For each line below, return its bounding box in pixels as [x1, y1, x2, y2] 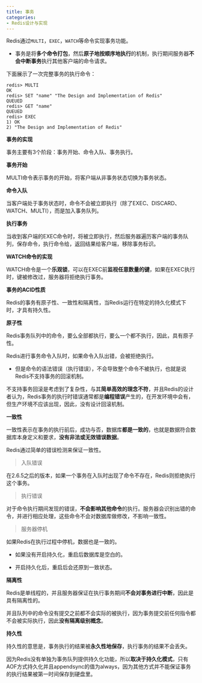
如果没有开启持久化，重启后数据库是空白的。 [14, 551, 126, 558]
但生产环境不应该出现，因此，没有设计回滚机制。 [6, 401, 127, 408]
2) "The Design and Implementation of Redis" [6, 125, 122, 131]
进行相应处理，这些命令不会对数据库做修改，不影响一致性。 [22, 513, 170, 520]
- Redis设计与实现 [6, 20, 48, 26]
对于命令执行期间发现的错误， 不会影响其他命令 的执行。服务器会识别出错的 [6, 505, 191, 512]
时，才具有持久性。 [6, 306, 54, 314]
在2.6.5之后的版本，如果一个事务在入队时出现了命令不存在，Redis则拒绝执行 [6, 472, 195, 479]
